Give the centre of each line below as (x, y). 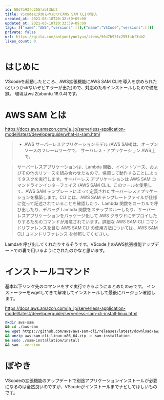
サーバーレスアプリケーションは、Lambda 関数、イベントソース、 (83, 167)
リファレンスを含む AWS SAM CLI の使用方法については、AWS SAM (90, 228)
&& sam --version (23, 345)
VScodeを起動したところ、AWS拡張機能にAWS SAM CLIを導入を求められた (81, 81)
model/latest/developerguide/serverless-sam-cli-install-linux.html (71, 313)
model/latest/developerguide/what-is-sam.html (52, 134)
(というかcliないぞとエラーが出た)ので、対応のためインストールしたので (77, 87)
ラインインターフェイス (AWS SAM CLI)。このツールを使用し (91, 185)
